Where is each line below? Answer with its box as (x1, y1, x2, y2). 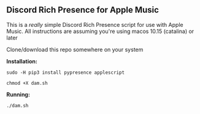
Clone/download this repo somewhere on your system (6, 46, 144, 53)
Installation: (6, 57, 38, 65)
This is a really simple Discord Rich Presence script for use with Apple (6, 21, 183, 28)
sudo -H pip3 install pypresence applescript (6, 69, 125, 76)
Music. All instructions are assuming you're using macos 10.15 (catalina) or (6, 27, 194, 35)
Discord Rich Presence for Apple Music (6, 5, 160, 15)
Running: (6, 91, 31, 98)
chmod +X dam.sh (6, 80, 48, 86)
